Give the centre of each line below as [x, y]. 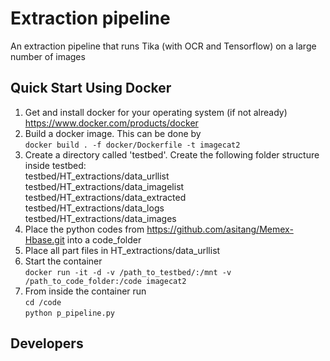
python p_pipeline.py [69, 313]
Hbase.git [44, 239]
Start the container [63, 261]
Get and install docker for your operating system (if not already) [156, 112]
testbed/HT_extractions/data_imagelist [104, 186]
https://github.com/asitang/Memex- [220, 229]
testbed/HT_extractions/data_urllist [97, 176]
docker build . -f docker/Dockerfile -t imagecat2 [132, 145]
